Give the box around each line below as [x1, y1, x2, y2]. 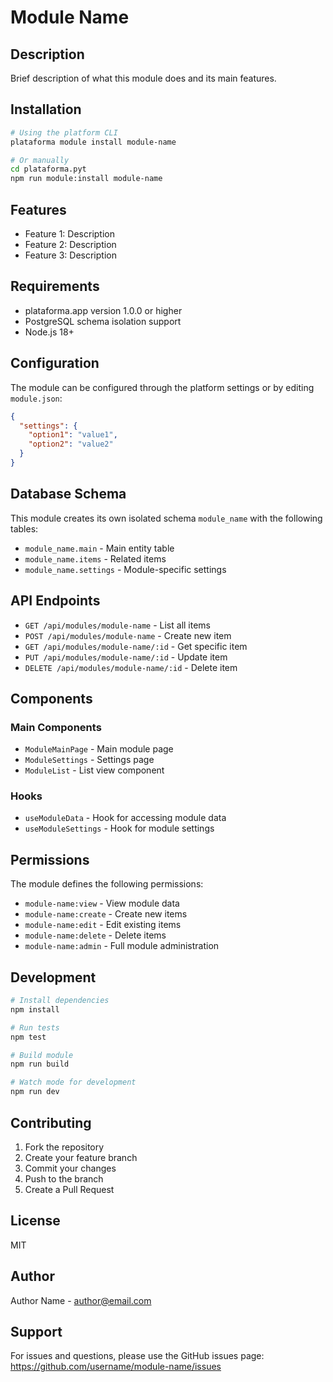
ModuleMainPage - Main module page [24, 743, 174, 755]
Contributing [10, 1114, 92, 1131]
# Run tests [10, 1022, 60, 1033]
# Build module [10, 1050, 74, 1060]
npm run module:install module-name [10, 174, 163, 184]
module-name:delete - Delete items [24, 929, 167, 941]
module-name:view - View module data [24, 897, 180, 910]
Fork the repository [24, 1141, 105, 1153]
